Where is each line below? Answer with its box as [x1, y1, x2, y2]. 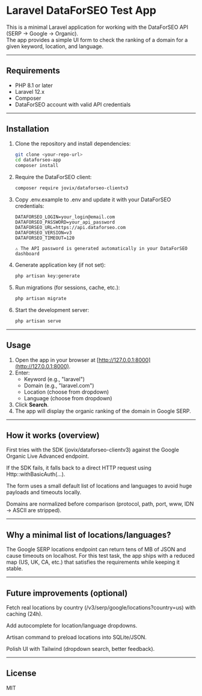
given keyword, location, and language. [6, 43, 104, 50]
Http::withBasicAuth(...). [6, 471, 66, 478]
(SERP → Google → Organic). [6, 29, 79, 37]
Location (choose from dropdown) [23, 388, 109, 395]
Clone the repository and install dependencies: [14, 139, 131, 147]
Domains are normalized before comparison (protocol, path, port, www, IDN [6, 500, 194, 508]
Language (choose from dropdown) [23, 394, 112, 401]
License [6, 668, 37, 679]
